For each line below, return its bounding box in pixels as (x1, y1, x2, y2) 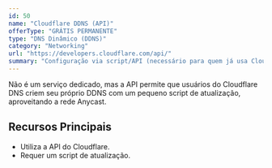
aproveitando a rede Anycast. (8, 97, 107, 106)
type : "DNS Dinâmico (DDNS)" (8, 34, 107, 43)
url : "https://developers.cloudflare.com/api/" (8, 50, 172, 58)
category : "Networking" (8, 42, 89, 50)
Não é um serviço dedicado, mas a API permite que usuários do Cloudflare (8, 79, 258, 89)
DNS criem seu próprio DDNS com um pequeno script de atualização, (8, 88, 241, 97)
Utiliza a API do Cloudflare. (19, 141, 111, 151)
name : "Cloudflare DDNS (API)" (8, 19, 114, 28)
